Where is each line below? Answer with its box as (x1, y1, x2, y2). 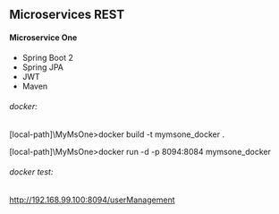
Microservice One (9, 31, 78, 43)
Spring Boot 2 (21, 52, 73, 63)
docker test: (9, 167, 54, 177)
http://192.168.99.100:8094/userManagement (9, 194, 176, 205)
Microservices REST (9, 7, 125, 22)
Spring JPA (21, 62, 64, 73)
